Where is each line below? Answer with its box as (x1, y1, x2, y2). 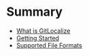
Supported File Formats (16, 41, 82, 49)
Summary (6, 4, 63, 20)
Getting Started (16, 33, 59, 42)
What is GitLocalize (16, 27, 71, 35)
